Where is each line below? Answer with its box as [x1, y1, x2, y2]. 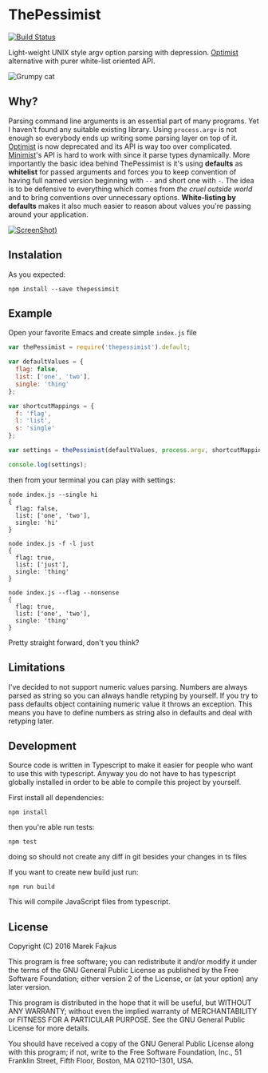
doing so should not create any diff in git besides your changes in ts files [8, 852, 247, 862]
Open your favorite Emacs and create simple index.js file [8, 328, 197, 338]
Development [8, 739, 77, 753]
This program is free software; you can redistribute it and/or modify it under [8, 957, 258, 967]
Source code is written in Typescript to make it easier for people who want [8, 760, 254, 770]
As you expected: [8, 270, 66, 279]
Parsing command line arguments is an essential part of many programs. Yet [8, 116, 259, 126]
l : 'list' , [15, 417, 52, 425]
